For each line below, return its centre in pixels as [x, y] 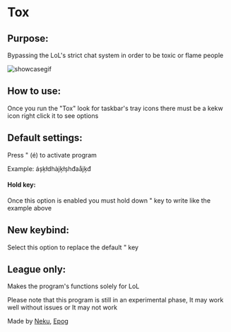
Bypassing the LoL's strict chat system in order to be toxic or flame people [115, 55]
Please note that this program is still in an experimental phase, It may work [115, 300]
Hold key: [22, 185]
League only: [37, 269]
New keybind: [38, 230]
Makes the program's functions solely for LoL [73, 286]
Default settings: [45, 138]
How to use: [34, 91]
